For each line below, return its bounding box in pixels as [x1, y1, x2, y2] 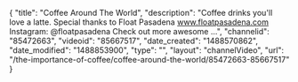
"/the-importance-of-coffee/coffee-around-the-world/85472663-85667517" [9, 55, 290, 64]
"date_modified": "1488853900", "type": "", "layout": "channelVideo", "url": [9, 45, 285, 56]
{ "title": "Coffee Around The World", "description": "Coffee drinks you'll [9, 8, 273, 18]
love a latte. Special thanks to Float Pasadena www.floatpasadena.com [9, 17, 270, 27]
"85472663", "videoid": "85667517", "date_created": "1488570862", [9, 35, 258, 46]
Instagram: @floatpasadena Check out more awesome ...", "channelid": [9, 26, 270, 36]
